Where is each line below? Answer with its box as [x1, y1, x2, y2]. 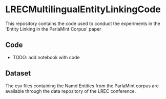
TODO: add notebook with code [12, 54, 80, 60]
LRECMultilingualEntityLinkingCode [5, 4, 161, 15]
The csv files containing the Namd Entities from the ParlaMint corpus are [5, 83, 159, 89]
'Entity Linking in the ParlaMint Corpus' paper [5, 26, 101, 32]
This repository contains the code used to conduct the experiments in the [5, 20, 160, 27]
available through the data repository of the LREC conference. [5, 88, 136, 94]
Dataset [5, 69, 31, 78]
